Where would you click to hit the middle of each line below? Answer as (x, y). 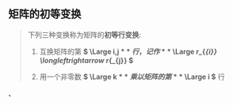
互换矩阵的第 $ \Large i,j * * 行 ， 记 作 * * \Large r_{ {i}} (128, 51)
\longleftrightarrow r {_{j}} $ (86, 60)
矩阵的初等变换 (45, 14)
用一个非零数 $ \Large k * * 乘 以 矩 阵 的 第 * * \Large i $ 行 (132, 77)
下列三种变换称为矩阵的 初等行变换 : (84, 35)
